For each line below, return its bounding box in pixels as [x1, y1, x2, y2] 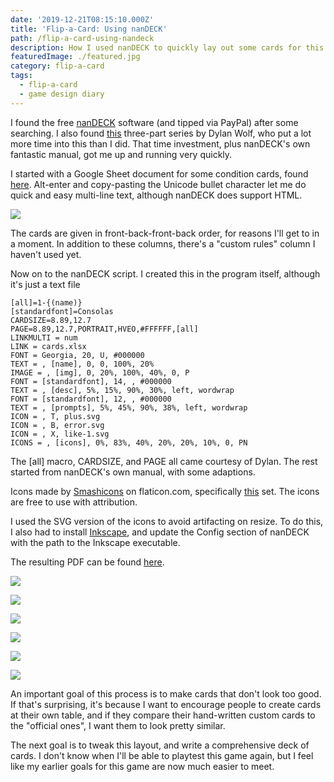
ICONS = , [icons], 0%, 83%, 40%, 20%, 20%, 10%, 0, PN [10, 437, 248, 448]
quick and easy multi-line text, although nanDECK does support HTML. [10, 189, 303, 201]
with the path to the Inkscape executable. [10, 536, 181, 548]
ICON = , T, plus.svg [10, 411, 101, 421]
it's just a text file [10, 278, 81, 290]
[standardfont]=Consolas [10, 306, 114, 316]
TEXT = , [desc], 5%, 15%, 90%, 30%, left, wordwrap [10, 385, 235, 395]
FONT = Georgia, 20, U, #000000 [10, 350, 145, 360]
